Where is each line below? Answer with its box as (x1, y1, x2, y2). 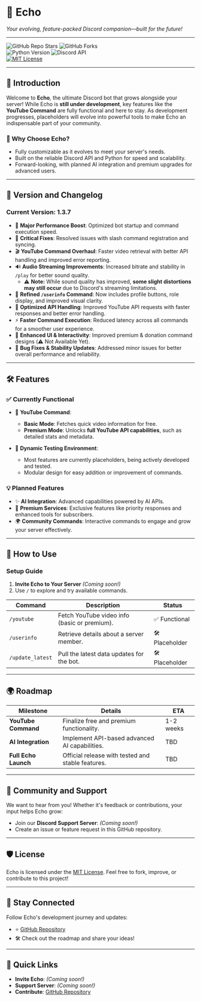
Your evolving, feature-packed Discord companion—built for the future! (6, 25, 182, 32)
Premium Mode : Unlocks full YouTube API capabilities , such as (23, 427, 182, 434)
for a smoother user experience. (14, 325, 95, 332)
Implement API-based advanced (62, 734, 154, 742)
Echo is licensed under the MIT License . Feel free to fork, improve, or (6, 868, 176, 875)
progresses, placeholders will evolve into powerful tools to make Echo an (6, 113, 187, 120)
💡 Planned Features (6, 484, 65, 492)
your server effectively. (14, 526, 72, 533)
